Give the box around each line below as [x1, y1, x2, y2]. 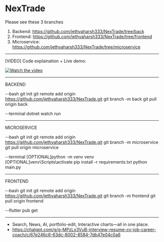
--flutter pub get [5, 207, 38, 213]
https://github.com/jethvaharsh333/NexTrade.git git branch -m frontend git [5, 193, 156, 199]
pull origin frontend [5, 198, 44, 204]
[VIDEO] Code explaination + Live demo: [5, 58, 86, 64]
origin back [5, 101, 28, 107]
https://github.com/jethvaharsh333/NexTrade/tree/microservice [12, 44, 141, 50]
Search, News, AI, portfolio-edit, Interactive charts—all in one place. [12, 221, 149, 227]
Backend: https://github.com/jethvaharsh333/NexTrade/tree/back [12, 28, 144, 34]
